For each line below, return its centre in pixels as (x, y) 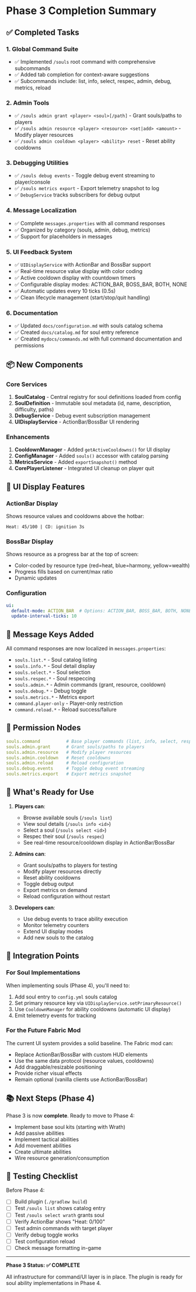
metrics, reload (33, 87)
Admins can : (30, 854)
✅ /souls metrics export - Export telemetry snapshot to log (87, 188)
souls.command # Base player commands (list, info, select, (92, 741)
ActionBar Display (32, 503)
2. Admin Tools (28, 102)
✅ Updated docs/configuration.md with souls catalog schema (89, 326)
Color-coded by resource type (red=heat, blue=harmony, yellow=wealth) (102, 566)
